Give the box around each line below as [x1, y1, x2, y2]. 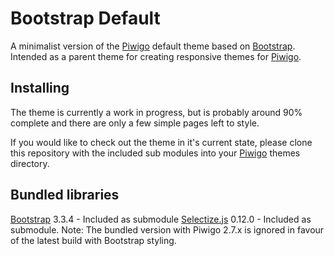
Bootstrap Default [10, 7, 161, 30]
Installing [10, 80, 70, 97]
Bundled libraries [10, 187, 120, 204]
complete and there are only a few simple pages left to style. [10, 117, 260, 129]
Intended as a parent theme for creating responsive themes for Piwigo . [10, 50, 302, 62]
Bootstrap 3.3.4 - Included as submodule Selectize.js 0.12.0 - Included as [10, 213, 312, 225]
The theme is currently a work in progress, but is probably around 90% [10, 106, 303, 118]
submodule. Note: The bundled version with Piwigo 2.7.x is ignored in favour [10, 223, 325, 236]
